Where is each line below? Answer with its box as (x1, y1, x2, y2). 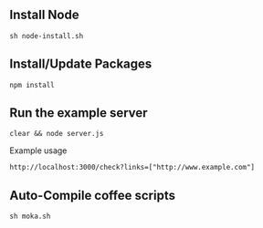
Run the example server (9, 105, 148, 121)
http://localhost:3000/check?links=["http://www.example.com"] (9, 163, 256, 172)
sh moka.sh (9, 212, 51, 222)
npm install (9, 80, 55, 89)
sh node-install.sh (9, 31, 84, 40)
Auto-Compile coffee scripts (9, 187, 176, 203)
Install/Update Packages (9, 57, 153, 72)
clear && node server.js (9, 130, 104, 139)
